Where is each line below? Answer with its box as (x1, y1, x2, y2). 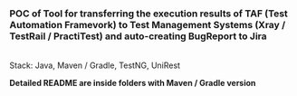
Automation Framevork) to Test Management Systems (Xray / (9, 18, 286, 31)
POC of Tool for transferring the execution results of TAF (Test (9, 7, 288, 20)
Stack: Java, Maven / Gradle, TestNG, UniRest (9, 60, 181, 71)
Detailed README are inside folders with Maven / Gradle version (9, 78, 256, 89)
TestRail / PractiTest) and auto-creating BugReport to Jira (9, 30, 267, 43)
